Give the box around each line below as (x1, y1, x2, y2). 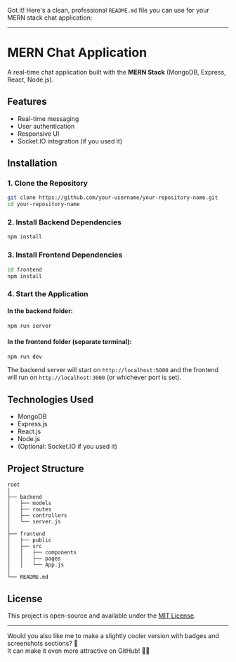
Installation (7, 158, 58, 170)
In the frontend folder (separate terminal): (7, 338, 132, 345)
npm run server (7, 322, 52, 329)
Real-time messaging (17, 114, 79, 122)
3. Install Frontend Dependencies (7, 250, 123, 260)
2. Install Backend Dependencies (7, 217, 122, 227)
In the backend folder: (7, 306, 74, 315)
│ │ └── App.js (7, 561, 65, 568)
